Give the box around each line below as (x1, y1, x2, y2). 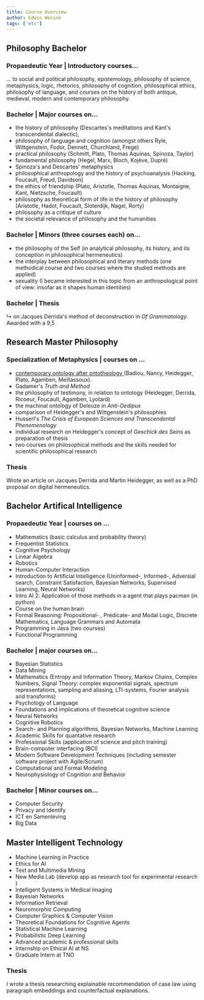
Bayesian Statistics (15, 660, 63, 667)
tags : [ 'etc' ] (6, 20, 43, 26)
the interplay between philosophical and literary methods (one (15, 257, 172, 265)
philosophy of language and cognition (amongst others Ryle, (15, 137, 168, 145)
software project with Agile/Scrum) (15, 757, 104, 765)
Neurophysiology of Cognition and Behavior (15, 770, 126, 778)
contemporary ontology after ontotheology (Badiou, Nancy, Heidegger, (15, 369, 194, 377)
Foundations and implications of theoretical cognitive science (15, 705, 170, 713)
